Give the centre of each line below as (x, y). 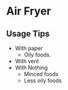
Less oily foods (43, 81)
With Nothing (31, 67)
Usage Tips (28, 34)
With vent (27, 61)
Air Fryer (29, 11)
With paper (29, 48)
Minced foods (41, 74)
